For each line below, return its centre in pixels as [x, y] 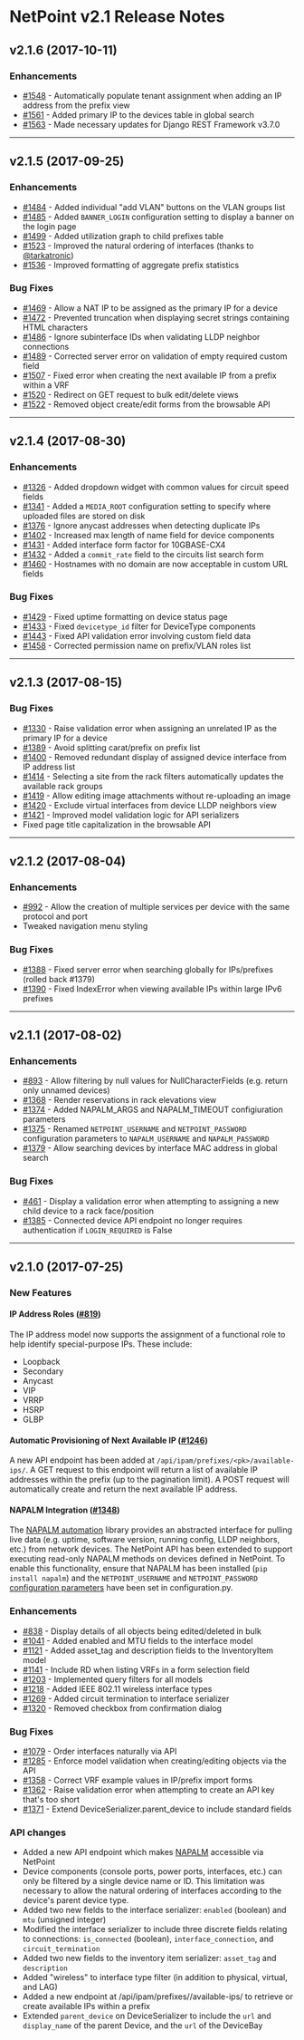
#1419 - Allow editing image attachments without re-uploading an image [157, 796]
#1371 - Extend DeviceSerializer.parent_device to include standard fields [157, 1809]
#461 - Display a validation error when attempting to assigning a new [151, 1201]
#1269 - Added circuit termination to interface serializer [126, 1698]
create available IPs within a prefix [86, 2006]
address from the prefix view [76, 105]
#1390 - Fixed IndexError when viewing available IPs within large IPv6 [152, 989]
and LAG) [40, 1987]
